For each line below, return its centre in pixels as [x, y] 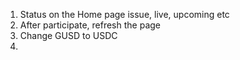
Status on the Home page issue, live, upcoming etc [124, 14]
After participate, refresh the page [90, 25]
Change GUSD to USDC [68, 35]
